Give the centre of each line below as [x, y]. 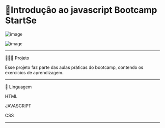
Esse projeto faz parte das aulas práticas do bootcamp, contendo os [74, 67]
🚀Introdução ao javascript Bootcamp [81, 10]
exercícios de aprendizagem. [34, 72]
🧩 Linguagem [18, 87]
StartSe [21, 20]
